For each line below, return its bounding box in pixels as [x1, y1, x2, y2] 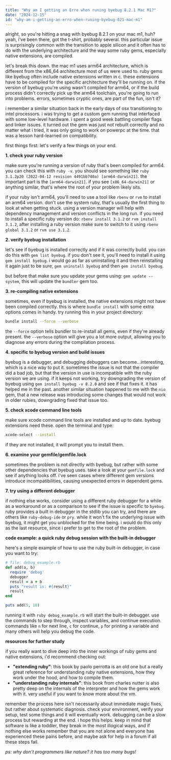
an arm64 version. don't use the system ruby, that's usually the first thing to [5, 199, 165, 206]
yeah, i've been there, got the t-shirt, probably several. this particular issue [5, 36, 162, 43]
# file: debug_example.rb [5, 560, 60, 565]
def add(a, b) [5, 565, 36, 570]
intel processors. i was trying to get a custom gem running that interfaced [5, 111, 160, 117]
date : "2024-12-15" [5, 12, 47, 17]
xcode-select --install [5, 433, 56, 438]
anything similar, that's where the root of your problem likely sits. [5, 184, 141, 190]
